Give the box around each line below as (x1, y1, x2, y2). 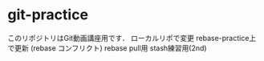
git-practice (7, 6, 89, 24)
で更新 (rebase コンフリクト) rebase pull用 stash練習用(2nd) (7, 43, 207, 53)
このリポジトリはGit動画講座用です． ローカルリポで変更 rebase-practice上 (7, 33, 257, 43)
